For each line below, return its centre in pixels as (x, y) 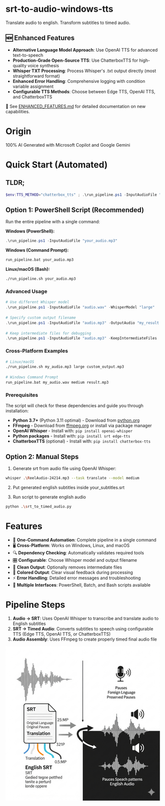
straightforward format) (36, 76)
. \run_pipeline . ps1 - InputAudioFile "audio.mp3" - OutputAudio (70, 323)
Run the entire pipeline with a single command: (53, 222)
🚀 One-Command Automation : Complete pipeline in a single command (84, 540)
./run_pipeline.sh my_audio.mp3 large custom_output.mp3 (65, 367)
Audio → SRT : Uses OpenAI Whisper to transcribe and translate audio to (85, 618)
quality (20, 65)
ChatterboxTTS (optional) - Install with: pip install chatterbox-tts (82, 441)
